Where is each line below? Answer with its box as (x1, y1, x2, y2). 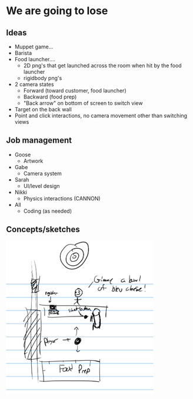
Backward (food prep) (23, 93, 77, 100)
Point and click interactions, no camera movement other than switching (14, 112, 187, 119)
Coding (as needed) (23, 207, 72, 215)
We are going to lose (6, 4, 108, 18)
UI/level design (23, 182, 60, 189)
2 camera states (14, 81, 54, 88)
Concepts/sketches (6, 225, 81, 235)
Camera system (23, 170, 62, 177)
